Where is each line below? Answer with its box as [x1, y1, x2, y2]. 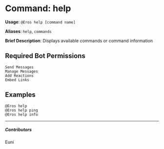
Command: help [5, 3, 71, 14]
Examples [5, 91, 36, 99]
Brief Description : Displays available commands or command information [5, 37, 153, 44]
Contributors [5, 127, 32, 132]
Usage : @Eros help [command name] [5, 19, 76, 25]
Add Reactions [5, 73, 34, 78]
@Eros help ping [5, 108, 38, 113]
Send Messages [5, 65, 34, 69]
